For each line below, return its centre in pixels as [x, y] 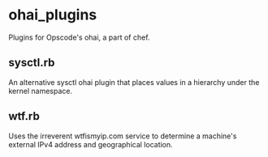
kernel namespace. [41, 91]
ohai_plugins [53, 15]
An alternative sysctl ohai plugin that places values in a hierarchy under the [134, 82]
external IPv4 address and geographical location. [91, 144]
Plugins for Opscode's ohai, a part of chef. [79, 37]
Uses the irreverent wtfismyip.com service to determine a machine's [123, 136]
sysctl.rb [32, 63]
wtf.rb [24, 116]
